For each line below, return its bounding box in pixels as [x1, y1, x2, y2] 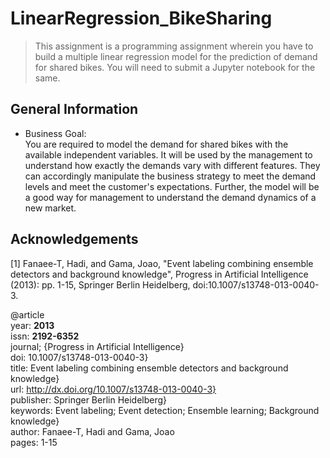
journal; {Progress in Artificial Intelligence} [10, 340, 185, 352]
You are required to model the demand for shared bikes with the [24, 138, 289, 150]
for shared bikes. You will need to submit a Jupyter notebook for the [34, 61, 316, 73]
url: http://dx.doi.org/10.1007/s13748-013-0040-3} [10, 383, 217, 395]
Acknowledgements [10, 231, 139, 248]
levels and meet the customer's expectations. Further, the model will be [24, 180, 320, 192]
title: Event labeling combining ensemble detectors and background [10, 362, 289, 374]
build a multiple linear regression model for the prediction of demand [34, 50, 318, 62]
